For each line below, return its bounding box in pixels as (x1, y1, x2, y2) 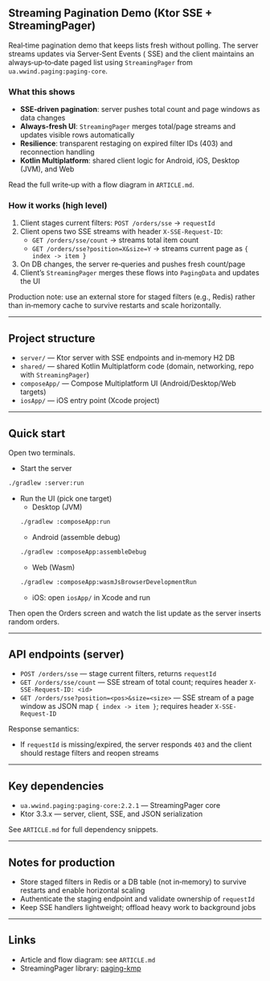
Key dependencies (8, 779, 104, 793)
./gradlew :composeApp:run (19, 517, 111, 526)
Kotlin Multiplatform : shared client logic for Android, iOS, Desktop (19, 156, 239, 166)
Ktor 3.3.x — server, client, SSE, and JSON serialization (19, 809, 203, 819)
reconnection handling (19, 147, 95, 157)
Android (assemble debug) (31, 532, 121, 542)
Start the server (19, 464, 72, 473)
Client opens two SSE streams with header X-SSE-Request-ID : (19, 227, 223, 237)
